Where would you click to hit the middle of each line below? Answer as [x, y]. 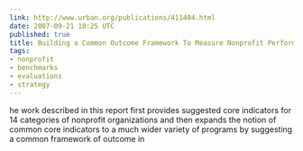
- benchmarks [34, 68]
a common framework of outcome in [77, 138]
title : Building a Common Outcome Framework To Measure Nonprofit [137, 43]
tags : [19, 51]
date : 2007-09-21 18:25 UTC [62, 26]
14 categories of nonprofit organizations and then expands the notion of [143, 120]
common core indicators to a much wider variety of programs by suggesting [151, 129]
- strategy [30, 84]
